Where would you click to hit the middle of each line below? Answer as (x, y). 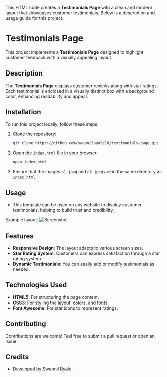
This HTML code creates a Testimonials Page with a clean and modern (79, 7)
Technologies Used (36, 285)
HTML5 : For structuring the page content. (56, 297)
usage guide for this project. (34, 18)
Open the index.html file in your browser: (55, 153)
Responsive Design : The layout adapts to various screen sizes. (78, 248)
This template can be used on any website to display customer (77, 205)
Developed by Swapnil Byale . (42, 369)
